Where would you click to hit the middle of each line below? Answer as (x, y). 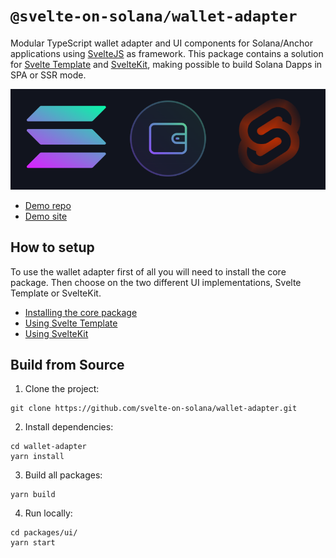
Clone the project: (62, 389)
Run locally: (48, 513)
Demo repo (48, 205)
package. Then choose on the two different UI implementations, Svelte (156, 282)
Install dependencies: (69, 427)
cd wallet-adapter (48, 447)
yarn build (33, 495)
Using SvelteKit (56, 333)
